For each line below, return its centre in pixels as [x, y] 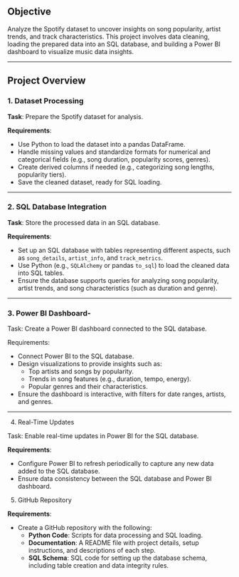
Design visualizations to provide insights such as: [90, 364]
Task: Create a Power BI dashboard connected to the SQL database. [107, 329]
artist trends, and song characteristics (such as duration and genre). [118, 288]
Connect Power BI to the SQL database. [76, 356]
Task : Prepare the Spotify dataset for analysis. [75, 116]
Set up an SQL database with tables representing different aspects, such [124, 250]
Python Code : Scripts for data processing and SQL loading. [116, 535]
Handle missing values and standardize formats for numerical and [114, 152]
